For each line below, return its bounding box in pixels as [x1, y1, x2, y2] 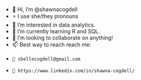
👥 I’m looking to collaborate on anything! [12, 34, 114, 41]
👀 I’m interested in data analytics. [12, 21, 95, 28]
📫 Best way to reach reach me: [12, 41, 92, 48]
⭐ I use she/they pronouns [12, 13, 79, 19]
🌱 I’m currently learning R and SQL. [12, 28, 100, 35]
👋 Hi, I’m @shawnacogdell [12, 6, 78, 13]
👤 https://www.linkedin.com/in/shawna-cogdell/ [12, 68, 135, 74]
